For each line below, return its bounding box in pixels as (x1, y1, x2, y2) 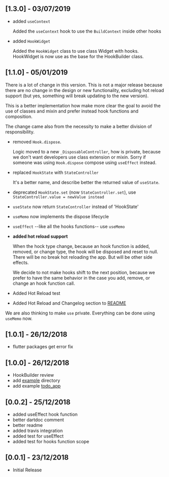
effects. (12, 259, 29, 265)
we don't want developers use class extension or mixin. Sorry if (12, 154, 146, 160)
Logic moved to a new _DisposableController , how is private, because (12, 148, 161, 154)
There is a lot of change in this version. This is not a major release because (5, 82, 163, 88)
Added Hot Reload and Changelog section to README (12, 300, 126, 306)
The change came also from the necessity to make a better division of (5, 123, 152, 129)
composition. (5, 113, 33, 120)
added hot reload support (12, 233, 68, 239)
